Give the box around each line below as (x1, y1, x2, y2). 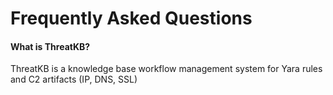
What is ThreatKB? (10, 40, 91, 52)
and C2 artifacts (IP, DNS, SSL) (10, 73, 138, 86)
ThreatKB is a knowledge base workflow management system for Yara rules (10, 63, 323, 75)
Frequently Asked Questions (10, 7, 253, 30)
